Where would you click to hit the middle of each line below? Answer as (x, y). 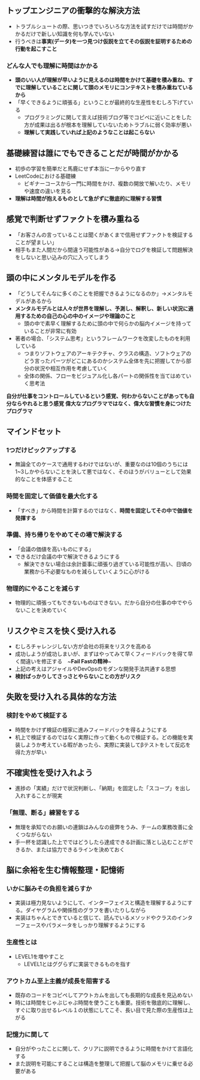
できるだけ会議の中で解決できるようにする (67, 556)
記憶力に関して (28, 1035)
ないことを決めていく (41, 610)
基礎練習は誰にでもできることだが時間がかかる (93, 153)
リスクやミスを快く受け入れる (61, 631)
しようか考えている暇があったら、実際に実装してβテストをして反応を (105, 745)
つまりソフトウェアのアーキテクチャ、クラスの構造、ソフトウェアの (107, 353)
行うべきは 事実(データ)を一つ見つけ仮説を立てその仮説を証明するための (103, 41)
